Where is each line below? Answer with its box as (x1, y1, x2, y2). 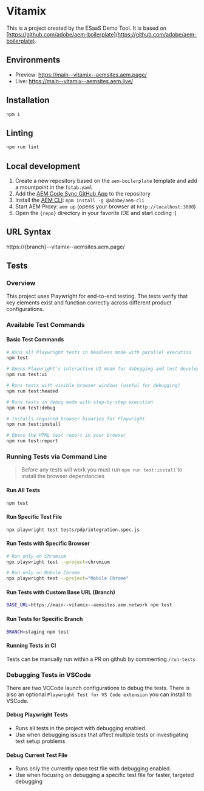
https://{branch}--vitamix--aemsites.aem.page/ (6, 243, 125, 250)
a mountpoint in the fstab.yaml (15, 183, 93, 191)
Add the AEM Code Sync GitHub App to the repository (15, 190, 151, 197)
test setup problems (15, 738, 66, 745)
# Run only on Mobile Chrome (6, 570, 80, 576)
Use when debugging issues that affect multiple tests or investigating (15, 731, 189, 739)
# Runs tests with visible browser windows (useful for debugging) (6, 383, 181, 389)
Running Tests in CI (6, 642, 56, 649)
